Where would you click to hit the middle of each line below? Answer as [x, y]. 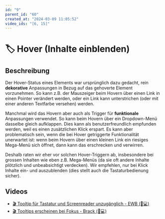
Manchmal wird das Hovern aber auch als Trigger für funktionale [72, 113]
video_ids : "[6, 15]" [28, 24]
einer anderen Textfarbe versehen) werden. [50, 104]
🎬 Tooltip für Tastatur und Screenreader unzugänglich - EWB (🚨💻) [81, 204]
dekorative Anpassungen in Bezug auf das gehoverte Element [69, 88]
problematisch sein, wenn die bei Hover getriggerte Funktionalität [72, 135]
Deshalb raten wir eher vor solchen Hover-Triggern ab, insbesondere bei [80, 155]
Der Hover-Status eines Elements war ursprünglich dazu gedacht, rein [77, 83]
